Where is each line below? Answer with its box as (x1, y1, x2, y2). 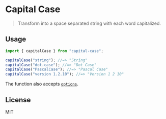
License (5, 95, 31, 104)
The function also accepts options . (5, 81, 79, 87)
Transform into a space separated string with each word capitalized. (17, 20, 161, 26)
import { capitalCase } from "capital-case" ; (5, 48, 103, 54)
